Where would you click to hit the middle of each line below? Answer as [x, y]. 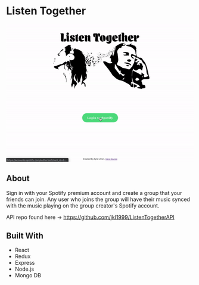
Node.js [24, 269]
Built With [25, 236]
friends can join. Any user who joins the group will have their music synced [98, 199]
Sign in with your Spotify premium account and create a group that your [94, 193]
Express [25, 263]
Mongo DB [28, 275]
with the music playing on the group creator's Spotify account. [83, 205]
